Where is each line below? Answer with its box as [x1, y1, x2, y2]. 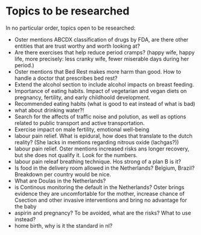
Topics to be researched [5, 4, 130, 18]
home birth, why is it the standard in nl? [14, 222, 113, 229]
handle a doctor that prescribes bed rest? [14, 74, 118, 82]
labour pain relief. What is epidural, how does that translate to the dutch [14, 132, 193, 140]
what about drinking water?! [14, 106, 85, 114]
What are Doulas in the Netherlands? [14, 177, 106, 184]
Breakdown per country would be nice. [14, 170, 111, 178]
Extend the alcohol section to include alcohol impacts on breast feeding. [14, 80, 194, 88]
